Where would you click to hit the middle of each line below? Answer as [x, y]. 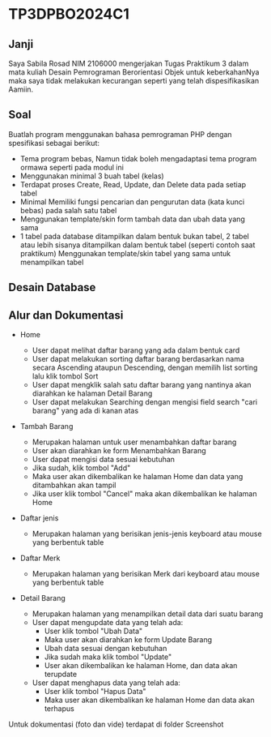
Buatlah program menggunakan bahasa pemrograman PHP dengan [120, 134]
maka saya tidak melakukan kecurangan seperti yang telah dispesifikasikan [134, 81]
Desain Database [52, 287]
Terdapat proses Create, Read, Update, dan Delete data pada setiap [133, 184]
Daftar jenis [39, 518]
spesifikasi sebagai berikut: [54, 143]
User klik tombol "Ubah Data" [93, 631]
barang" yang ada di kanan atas [85, 411]
